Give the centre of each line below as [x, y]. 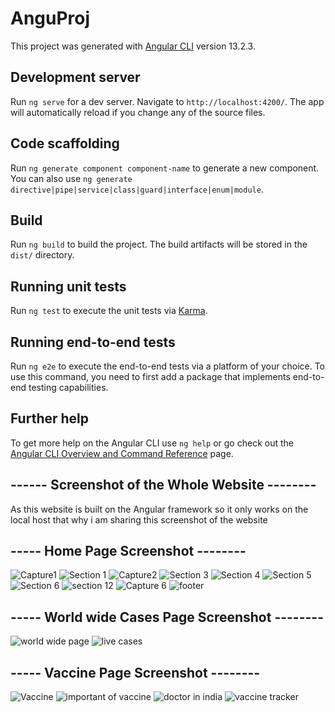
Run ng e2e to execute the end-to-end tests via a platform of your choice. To [168, 366]
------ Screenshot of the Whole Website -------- [163, 485]
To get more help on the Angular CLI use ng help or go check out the [152, 443]
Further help [50, 418]
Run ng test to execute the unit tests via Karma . [109, 311]
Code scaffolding [65, 143]
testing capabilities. [68, 387]
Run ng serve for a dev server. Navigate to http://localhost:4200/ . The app [167, 101]
